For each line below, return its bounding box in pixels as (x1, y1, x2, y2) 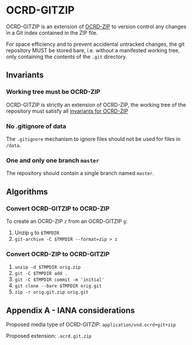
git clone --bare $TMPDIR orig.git (14, 283, 102, 289)
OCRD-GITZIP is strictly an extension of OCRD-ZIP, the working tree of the (6, 101, 186, 108)
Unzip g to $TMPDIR (14, 229, 60, 236)
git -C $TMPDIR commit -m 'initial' (14, 277, 105, 283)
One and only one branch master (6, 156, 100, 165)
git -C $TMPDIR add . (14, 271, 68, 277)
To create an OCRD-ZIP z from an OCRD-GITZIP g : (6, 217, 128, 225)
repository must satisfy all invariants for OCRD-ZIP (6, 107, 128, 115)
